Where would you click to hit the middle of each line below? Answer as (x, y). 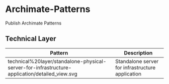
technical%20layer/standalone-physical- (57, 61)
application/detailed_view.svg (43, 73)
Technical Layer (31, 39)
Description (138, 52)
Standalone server (137, 61)
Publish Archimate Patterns (33, 23)
